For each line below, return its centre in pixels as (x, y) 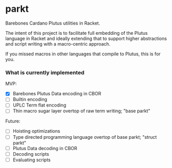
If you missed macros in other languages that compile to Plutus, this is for (83, 54)
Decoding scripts (31, 154)
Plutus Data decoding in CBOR (45, 148)
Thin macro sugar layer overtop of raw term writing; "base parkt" (81, 111)
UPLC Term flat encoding (40, 105)
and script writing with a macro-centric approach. (58, 44)
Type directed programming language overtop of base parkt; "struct (85, 137)
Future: (13, 121)
